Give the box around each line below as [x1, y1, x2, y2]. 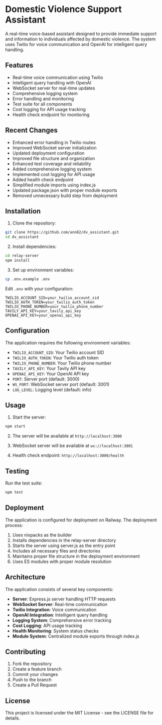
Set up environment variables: [12, 266, 74, 273]
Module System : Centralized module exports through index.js [12, 633, 140, 639]
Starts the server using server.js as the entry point [12, 542, 116, 548]
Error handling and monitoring [12, 95, 74, 101]
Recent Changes [5, 126, 58, 134]
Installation [5, 206, 41, 215]
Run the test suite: [5, 480, 42, 486]
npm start [5, 424, 26, 429]
